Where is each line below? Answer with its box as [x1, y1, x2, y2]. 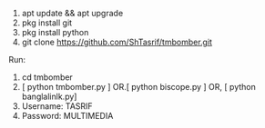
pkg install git [21, 17, 73, 28]
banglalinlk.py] [21, 91, 77, 102]
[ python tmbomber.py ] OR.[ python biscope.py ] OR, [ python [21, 82, 256, 92]
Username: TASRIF [21, 101, 93, 112]
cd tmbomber [21, 72, 74, 83]
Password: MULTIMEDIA [21, 111, 114, 121]
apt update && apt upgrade [21, 8, 124, 18]
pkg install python [21, 27, 89, 37]
